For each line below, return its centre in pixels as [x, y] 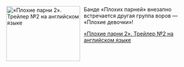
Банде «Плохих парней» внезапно [128, 9]
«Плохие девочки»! [109, 22]
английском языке [108, 40]
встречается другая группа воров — [131, 16]
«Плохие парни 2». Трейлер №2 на [129, 33]
